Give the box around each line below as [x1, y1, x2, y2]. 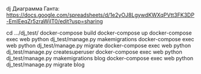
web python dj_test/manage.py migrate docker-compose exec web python [6, 42, 191, 49]
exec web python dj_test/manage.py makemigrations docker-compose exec [6, 36, 194, 42]
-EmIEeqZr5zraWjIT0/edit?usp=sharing [6, 18, 104, 24]
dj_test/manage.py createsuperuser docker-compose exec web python [6, 48, 182, 55]
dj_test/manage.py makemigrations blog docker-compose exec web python [6, 55, 194, 61]
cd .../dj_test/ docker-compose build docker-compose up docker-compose [6, 29, 192, 36]
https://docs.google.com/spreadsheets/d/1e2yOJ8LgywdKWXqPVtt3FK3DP [6, 11, 194, 18]
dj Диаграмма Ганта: [6, 5, 60, 12]
